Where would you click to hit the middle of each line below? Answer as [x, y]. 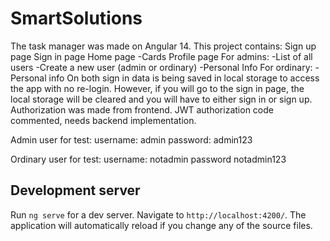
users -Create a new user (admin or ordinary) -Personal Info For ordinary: [161, 67]
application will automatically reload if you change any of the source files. [161, 225]
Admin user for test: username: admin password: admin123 [131, 139]
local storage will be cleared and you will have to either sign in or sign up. [161, 99]
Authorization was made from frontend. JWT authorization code [142, 109]
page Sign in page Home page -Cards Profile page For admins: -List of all [161, 56]
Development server [75, 190]
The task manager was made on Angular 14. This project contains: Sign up [163, 46]
